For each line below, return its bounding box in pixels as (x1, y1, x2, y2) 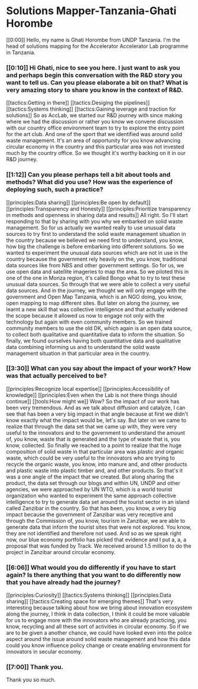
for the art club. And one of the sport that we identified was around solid (6, 131, 182, 138)
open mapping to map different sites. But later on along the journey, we (6, 299, 179, 306)
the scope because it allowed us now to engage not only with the (6, 312, 165, 319)
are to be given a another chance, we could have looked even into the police (6, 629, 192, 636)
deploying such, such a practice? (6, 185, 103, 193)
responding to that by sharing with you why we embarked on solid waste (6, 218, 183, 225)
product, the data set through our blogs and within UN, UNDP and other (6, 479, 180, 486)
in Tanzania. (6, 48, 35, 56)
